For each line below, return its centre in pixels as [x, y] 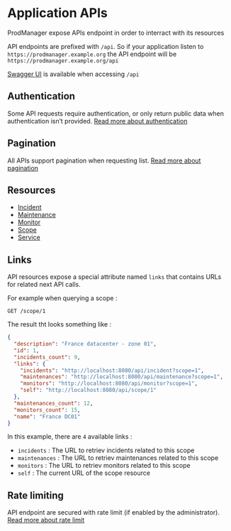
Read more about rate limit [46, 520]
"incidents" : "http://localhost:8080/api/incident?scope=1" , [112, 371]
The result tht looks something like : [60, 324]
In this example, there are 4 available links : [70, 437]
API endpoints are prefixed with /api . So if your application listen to [106, 46]
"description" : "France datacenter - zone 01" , [85, 344]
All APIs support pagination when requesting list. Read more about [104, 160]
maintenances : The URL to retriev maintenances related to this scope [118, 458]
